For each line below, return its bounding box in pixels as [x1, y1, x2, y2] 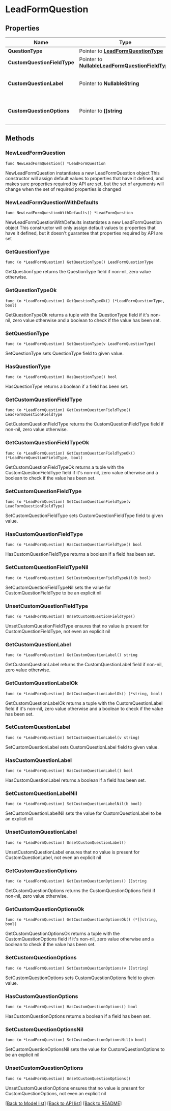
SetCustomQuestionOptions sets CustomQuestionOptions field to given [5, 975, 155, 981]
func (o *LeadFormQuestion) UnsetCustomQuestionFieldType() [5, 614, 136, 619]
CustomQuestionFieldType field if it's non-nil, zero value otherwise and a [5, 469, 158, 475]
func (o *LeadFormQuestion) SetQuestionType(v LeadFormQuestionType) [5, 341, 156, 347]
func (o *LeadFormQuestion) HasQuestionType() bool [5, 375, 117, 380]
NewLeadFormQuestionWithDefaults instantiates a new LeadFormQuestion [5, 219, 162, 225]
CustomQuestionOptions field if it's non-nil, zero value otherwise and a [5, 936, 154, 942]
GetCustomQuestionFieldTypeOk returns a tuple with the [5, 464, 124, 470]
